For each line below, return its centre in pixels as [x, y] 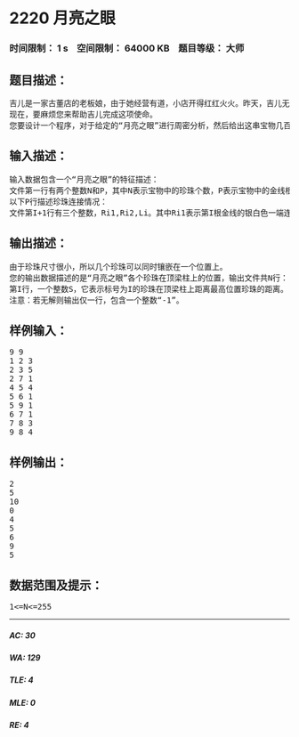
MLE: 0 [22, 702]
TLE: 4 [21, 680]
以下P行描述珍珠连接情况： [59, 202]
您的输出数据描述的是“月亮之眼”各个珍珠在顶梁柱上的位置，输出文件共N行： [149, 278]
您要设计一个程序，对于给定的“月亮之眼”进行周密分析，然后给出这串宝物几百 [150, 125]
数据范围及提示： [56, 585]
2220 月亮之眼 [62, 18]
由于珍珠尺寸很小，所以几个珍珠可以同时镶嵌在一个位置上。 [118, 267]
